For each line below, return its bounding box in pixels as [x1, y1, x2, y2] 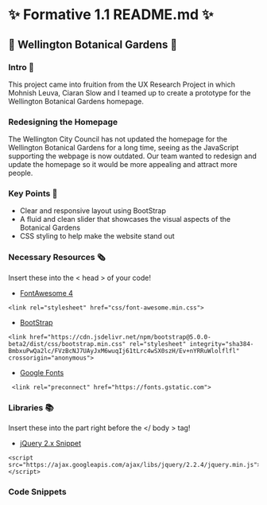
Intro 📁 [8, 61, 34, 72]
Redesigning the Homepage [8, 116, 118, 127]
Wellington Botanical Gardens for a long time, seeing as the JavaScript [8, 143, 239, 153]
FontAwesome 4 [19, 288, 74, 297]
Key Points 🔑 [8, 188, 58, 200]
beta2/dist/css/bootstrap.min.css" [8, 340, 126, 348]
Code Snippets [8, 486, 67, 497]
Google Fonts [19, 367, 64, 377]
